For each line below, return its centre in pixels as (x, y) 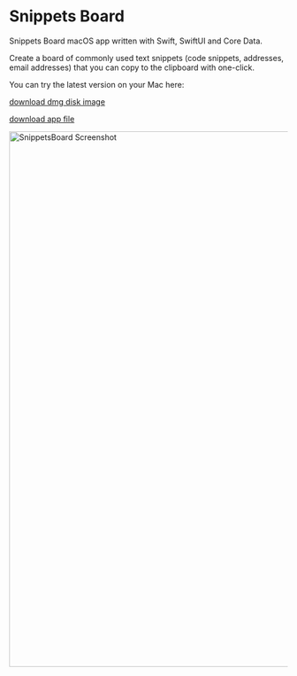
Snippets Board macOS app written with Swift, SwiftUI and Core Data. (136, 41)
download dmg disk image (57, 101)
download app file (42, 119)
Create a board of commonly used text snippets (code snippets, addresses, (147, 58)
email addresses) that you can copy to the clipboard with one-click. (132, 67)
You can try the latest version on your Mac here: (97, 84)
